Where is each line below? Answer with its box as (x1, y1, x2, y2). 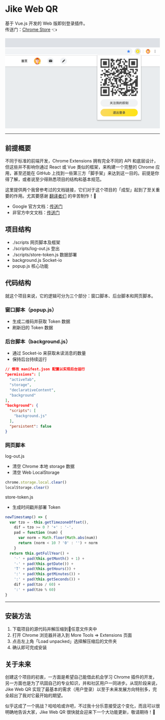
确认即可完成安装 (12, 644, 47, 650)
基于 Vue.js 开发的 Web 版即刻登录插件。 (5, 20, 88, 26)
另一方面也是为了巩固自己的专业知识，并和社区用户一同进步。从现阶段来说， (5, 680, 160, 686)
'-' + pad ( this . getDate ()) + (14, 561, 74, 566)
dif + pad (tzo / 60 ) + (14, 582, 60, 587)
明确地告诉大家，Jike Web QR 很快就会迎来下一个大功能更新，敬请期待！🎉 (5, 709, 156, 715)
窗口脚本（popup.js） (5, 306, 57, 313)
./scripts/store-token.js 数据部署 (12, 251, 77, 257)
